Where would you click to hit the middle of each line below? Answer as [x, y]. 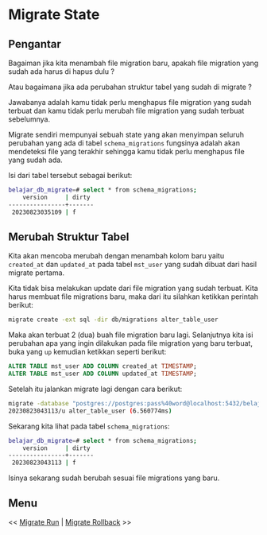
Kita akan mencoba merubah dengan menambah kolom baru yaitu [116, 256]
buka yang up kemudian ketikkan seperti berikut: [87, 352]
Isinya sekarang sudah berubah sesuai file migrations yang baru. [114, 478]
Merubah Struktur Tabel [69, 236]
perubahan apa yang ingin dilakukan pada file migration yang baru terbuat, [130, 343]
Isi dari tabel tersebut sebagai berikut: [70, 175]
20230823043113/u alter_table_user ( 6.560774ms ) [90, 411]
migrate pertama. [37, 273]
